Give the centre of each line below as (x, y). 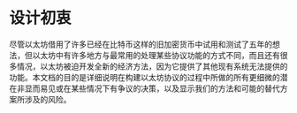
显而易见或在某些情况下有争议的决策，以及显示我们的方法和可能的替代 (152, 88)
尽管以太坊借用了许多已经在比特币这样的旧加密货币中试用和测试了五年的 (141, 44)
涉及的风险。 (48, 99)
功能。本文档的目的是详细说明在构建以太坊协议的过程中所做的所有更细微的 (145, 77)
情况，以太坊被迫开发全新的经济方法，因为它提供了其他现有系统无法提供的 (152, 66)
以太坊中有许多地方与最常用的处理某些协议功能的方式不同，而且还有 (156, 55)
